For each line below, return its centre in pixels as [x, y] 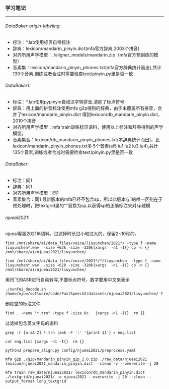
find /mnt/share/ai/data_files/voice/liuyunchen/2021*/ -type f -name [81, 243]
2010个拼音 [24, 121]
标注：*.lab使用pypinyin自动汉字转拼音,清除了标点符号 [68, 101]
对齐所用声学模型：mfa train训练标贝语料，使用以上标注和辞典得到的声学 [88, 127]
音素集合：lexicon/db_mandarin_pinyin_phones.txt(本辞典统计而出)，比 [86, 139]
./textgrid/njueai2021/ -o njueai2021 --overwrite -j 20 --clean [75, 377]
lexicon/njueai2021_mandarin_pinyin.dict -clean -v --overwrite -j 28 [82, 364]
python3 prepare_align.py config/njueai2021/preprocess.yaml [71, 351]
